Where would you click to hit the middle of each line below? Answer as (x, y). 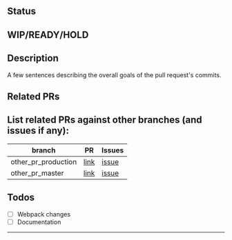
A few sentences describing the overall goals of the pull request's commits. (114, 74)
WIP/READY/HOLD (48, 35)
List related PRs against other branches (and (105, 120)
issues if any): (38, 131)
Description (33, 58)
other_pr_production (44, 161)
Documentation (39, 222)
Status (22, 11)
